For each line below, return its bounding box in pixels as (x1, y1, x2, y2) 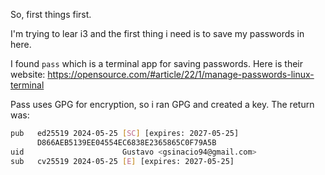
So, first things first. (10, 9, 92, 20)
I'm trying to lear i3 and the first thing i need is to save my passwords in (10, 28, 305, 39)
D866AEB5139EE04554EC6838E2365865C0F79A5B (36, 137, 217, 148)
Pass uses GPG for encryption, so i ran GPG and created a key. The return (10, 99, 315, 110)
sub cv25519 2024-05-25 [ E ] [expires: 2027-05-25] (10, 156, 235, 166)
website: (10, 69, 46, 80)
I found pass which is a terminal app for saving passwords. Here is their (10, 58, 304, 69)
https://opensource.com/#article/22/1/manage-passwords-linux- (47, 69, 315, 80)
